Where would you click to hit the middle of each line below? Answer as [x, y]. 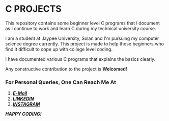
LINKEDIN [23, 99]
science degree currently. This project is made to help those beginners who [85, 43]
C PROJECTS [34, 9]
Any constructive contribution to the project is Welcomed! [66, 69]
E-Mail [20, 93]
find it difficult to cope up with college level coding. [59, 49]
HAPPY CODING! [23, 114]
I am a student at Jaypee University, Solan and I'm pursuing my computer [82, 38]
